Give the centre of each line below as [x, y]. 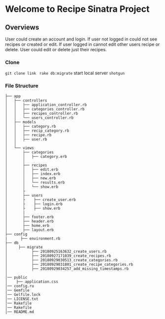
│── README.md [20, 312]
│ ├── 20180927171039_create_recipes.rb [58, 256]
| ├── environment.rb [33, 238]
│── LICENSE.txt [22, 299]
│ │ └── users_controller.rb [39, 118]
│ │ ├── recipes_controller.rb [42, 113]
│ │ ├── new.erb [31, 178]
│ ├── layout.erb [30, 230]
